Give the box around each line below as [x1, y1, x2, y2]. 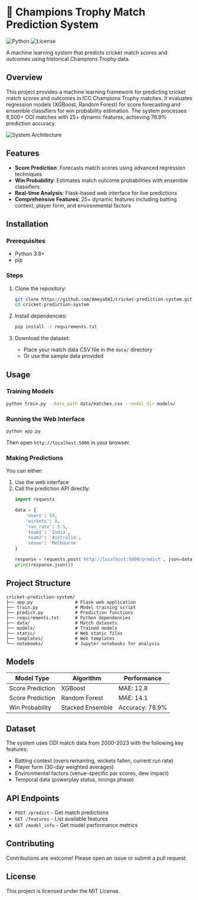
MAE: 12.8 [118, 684, 148, 693]
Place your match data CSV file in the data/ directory [23, 346, 152, 353]
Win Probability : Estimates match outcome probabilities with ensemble [14, 177, 188, 184]
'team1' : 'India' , [25, 529, 71, 535]
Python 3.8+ [14, 250, 46, 257]
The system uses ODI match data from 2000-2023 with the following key [6, 739, 184, 747]
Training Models [6, 387, 54, 396]
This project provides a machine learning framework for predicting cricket [6, 88, 186, 95]
